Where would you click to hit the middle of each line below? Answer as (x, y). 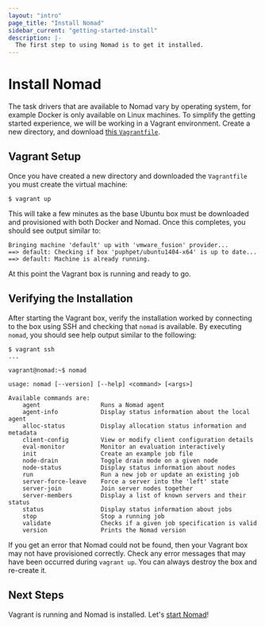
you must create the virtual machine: (68, 184)
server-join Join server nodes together (108, 488)
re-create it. (28, 570)
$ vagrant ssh (32, 349)
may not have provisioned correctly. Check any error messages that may (127, 553)
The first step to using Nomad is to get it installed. (109, 45)
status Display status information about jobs (127, 509)
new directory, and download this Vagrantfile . (84, 132)
